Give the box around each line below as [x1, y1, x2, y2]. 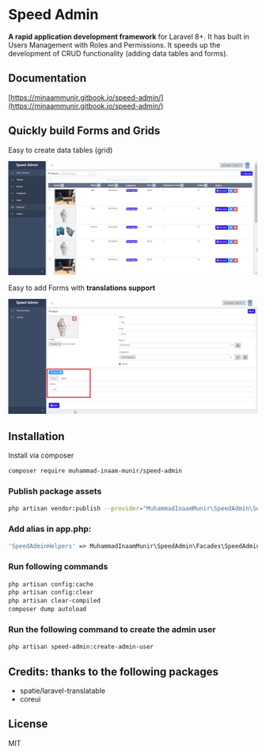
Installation [8, 430, 65, 443]
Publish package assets [8, 485, 102, 496]
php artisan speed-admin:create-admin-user [8, 643, 154, 651]
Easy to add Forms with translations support [8, 283, 156, 293]
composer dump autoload [8, 605, 87, 614]
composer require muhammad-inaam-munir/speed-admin [8, 467, 182, 475]
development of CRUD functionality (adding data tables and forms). [8, 48, 228, 58]
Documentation [8, 71, 87, 85]
